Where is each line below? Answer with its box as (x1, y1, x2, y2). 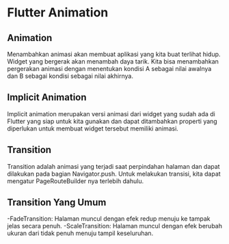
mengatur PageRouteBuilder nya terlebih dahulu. (7, 176, 144, 185)
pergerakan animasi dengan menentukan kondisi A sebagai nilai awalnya (7, 65, 212, 72)
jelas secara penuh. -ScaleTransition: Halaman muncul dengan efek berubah (7, 222, 222, 230)
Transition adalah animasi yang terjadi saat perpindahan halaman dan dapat (7, 162, 220, 170)
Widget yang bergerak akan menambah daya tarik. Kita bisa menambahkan (7, 57, 219, 66)
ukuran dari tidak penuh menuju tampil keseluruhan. (7, 229, 154, 237)
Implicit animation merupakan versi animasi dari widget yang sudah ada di (7, 109, 215, 118)
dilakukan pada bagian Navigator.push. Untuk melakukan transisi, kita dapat (7, 170, 221, 178)
